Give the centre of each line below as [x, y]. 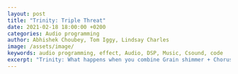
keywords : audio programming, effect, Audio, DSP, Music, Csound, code [115, 54]
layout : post [27, 14]
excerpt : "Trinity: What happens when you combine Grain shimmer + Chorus [120, 60]
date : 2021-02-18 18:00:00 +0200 [57, 27]
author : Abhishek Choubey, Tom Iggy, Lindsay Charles [89, 40]
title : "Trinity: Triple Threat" [57, 20]
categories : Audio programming [53, 33]
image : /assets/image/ [41, 47]
